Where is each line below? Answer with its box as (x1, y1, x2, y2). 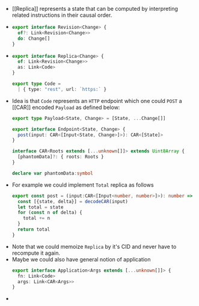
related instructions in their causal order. (11, 11, 112, 19)
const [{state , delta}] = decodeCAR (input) (17, 198, 128, 204)
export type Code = (11, 81, 61, 87)
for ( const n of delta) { (17, 210, 82, 216)
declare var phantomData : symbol (11, 170, 93, 176)
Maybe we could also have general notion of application (11, 255, 152, 263)
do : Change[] (17, 36, 51, 42)
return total (17, 226, 51, 233)
